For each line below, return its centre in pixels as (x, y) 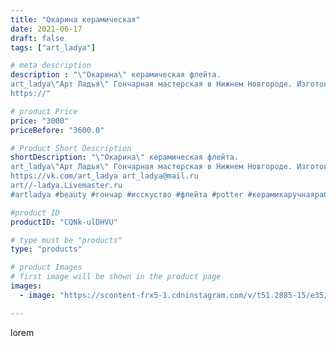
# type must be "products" (66, 240)
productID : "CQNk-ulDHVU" (64, 222)
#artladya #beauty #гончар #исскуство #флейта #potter (127, 194)
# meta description (51, 66)
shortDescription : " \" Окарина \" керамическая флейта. (125, 157)
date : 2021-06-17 (46, 29)
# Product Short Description (71, 148)
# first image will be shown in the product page (116, 277)
